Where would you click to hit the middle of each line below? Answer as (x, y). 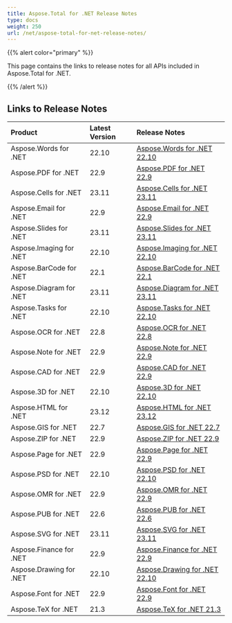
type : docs (23, 20)
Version (103, 137)
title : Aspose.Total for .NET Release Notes (72, 14)
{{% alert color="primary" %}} (50, 53)
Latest (100, 128)
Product (24, 132)
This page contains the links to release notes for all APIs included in (103, 66)
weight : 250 (24, 26)
